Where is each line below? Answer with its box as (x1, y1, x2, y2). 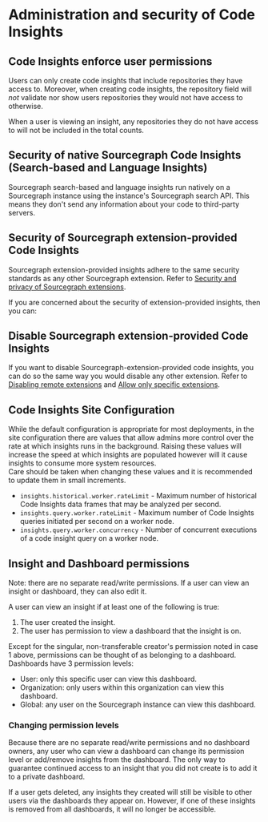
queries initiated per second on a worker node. (19, 517, 174, 526)
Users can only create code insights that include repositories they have (8, 76, 243, 85)
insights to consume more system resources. (8, 458, 157, 468)
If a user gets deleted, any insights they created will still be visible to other (8, 788, 253, 797)
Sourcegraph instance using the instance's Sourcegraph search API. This (8, 191, 250, 200)
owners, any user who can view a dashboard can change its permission (8, 747, 245, 756)
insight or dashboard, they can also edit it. (8, 586, 147, 596)
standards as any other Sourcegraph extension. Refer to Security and (8, 273, 237, 283)
